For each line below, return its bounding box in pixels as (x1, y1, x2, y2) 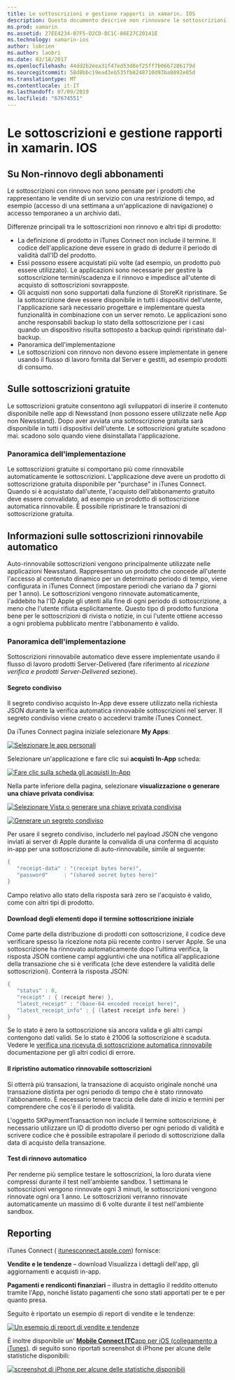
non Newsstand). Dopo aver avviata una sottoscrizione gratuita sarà (7, 417, 204, 425)
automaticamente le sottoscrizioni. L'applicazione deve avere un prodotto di (7, 473, 226, 481)
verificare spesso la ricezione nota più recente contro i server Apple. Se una (7, 938, 227, 946)
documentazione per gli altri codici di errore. (7, 1048, 136, 1057)
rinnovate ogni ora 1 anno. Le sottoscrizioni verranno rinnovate (7, 1192, 187, 1200)
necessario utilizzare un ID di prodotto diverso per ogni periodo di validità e (7, 1123, 225, 1132)
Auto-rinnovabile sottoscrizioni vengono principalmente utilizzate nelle (7, 559, 211, 568)
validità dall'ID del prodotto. (17, 251, 97, 259)
